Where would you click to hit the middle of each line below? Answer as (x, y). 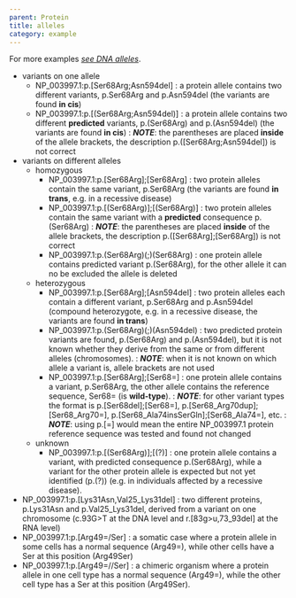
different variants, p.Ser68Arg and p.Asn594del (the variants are (152, 95)
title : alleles (37, 26)
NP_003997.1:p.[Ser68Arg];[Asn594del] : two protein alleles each (167, 292)
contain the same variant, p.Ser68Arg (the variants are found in (163, 189)
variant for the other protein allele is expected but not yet (152, 471)
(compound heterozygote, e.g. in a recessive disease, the (153, 312)
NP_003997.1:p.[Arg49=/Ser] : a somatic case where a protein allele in (149, 538)
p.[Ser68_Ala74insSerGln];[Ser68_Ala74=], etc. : (199, 415)
